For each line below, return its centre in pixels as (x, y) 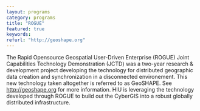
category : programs (31, 18)
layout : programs (28, 12)
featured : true (26, 29)
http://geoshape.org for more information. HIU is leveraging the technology (100, 89)
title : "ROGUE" (26, 23)
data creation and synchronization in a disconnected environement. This (97, 77)
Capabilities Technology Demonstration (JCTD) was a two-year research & (100, 64)
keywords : (19, 35)
